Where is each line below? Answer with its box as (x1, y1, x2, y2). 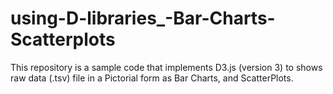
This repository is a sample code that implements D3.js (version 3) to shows (10, 61, 323, 73)
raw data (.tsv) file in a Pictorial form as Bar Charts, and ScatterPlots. (10, 72, 294, 84)
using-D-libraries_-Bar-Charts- (10, 7, 276, 30)
